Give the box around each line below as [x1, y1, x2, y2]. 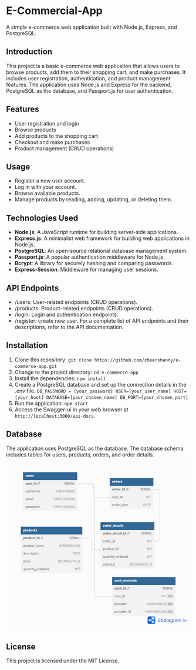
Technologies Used [6, 213, 78, 223]
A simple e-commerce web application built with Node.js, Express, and [6, 23, 177, 31]
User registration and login [14, 120, 79, 127]
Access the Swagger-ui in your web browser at [14, 406, 129, 413]
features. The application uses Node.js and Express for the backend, [6, 81, 172, 88]
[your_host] [14, 394, 44, 400]
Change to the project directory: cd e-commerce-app [14, 368, 138, 375]
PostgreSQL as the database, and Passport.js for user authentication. [6, 87, 174, 94]
